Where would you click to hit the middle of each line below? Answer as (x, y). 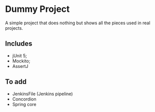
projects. (14, 28)
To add (16, 82)
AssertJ (20, 66)
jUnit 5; (19, 56)
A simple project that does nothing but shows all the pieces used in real (78, 23)
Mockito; (21, 61)
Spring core (24, 104)
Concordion (24, 99)
